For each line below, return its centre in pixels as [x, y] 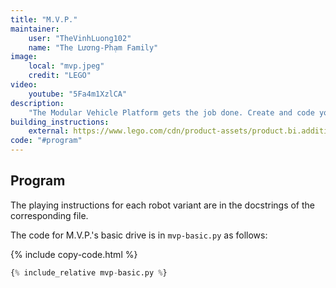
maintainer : [35, 29]
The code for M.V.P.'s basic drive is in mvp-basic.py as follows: [139, 235]
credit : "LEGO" [60, 76]
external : [49, 131]
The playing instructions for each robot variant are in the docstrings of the [163, 205]
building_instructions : [60, 122]
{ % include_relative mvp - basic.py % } [89, 272]
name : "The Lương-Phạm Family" [93, 47]
